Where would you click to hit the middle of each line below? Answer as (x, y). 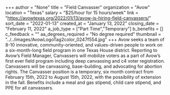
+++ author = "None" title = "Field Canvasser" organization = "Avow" (78, 7)
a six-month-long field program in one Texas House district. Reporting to (81, 50)
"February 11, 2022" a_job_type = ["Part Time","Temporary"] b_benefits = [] (84, 29)
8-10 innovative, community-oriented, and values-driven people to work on (84, 45)
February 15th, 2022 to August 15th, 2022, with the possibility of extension (83, 77)
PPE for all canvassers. (29, 88)
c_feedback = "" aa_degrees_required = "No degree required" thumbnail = (83, 34)
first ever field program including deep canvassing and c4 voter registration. (85, 61)
